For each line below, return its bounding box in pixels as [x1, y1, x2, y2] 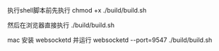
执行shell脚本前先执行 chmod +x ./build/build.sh [7, 6, 147, 14]
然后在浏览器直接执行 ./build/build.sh [7, 21, 115, 29]
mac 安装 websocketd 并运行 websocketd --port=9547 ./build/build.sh [7, 36, 213, 44]
